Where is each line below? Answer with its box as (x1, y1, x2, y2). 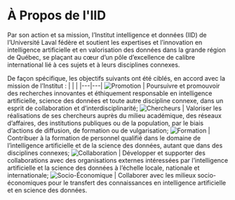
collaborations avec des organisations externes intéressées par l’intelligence (7, 156, 229, 164)
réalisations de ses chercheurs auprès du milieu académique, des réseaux (7, 111, 222, 119)
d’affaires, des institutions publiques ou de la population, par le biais (7, 119, 204, 127)
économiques (7, 178, 47, 187)
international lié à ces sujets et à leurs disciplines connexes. (7, 60, 180, 69)
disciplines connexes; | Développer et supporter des (7, 148, 206, 157)
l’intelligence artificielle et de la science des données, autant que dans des (7, 141, 223, 149)
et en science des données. (7, 186, 88, 194)
